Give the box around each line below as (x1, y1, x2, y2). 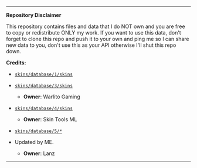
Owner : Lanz (23, 150, 55, 157)
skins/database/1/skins (14, 71, 73, 77)
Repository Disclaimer (6, 12, 62, 18)
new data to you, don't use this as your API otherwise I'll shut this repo (6, 42, 176, 49)
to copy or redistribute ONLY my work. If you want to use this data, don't (6, 29, 182, 36)
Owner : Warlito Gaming (23, 93, 80, 100)
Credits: (6, 59, 26, 66)
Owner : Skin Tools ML (23, 116, 77, 123)
